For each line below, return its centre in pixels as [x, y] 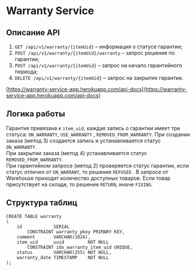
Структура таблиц [42, 203]
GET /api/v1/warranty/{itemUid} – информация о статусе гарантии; [98, 46]
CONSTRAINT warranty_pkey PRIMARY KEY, [76, 232]
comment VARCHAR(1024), [54, 237]
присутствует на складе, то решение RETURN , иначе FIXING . [79, 184]
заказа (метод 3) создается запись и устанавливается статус [83, 140]
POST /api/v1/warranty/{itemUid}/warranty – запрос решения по [95, 53]
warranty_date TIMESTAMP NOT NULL [63, 257]
